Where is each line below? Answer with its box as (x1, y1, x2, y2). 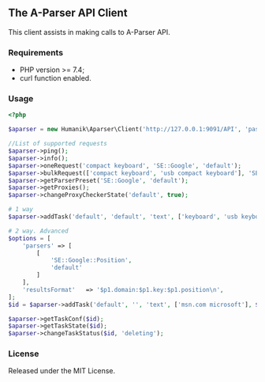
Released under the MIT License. (8, 366, 116, 376)
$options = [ (8, 234, 51, 242)
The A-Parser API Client (8, 6, 128, 20)
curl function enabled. (19, 74, 92, 83)
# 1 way (8, 206, 34, 214)
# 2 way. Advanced (8, 227, 69, 235)
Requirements (8, 47, 64, 58)
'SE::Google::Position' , (50, 256, 132, 264)
